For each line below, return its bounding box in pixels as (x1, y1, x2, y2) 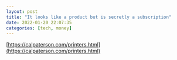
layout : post (6, 8, 38, 15)
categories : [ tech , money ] (6, 25, 72, 31)
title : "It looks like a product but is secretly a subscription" (6, 14, 172, 20)
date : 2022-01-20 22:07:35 (6, 19, 72, 25)
